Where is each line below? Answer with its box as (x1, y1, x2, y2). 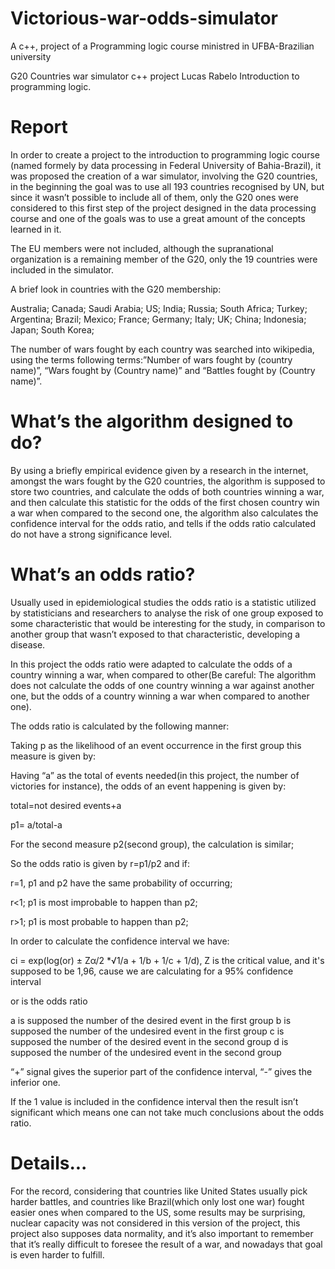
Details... (10, 1152, 88, 1174)
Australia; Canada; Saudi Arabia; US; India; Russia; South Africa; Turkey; (10, 302, 308, 314)
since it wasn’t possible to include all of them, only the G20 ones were (10, 191, 299, 203)
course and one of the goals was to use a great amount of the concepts (10, 212, 306, 224)
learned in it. (10, 223, 62, 235)
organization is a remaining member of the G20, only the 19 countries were (10, 253, 318, 265)
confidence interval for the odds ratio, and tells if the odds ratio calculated (10, 517, 316, 529)
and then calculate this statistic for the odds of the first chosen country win (10, 496, 320, 508)
